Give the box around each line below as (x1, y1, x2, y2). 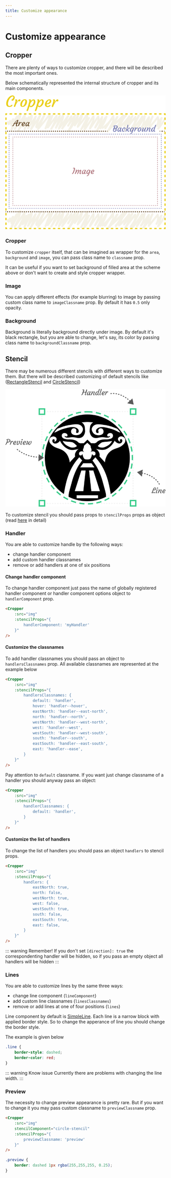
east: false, (32, 923, 60, 928)
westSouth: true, (32, 906, 70, 911)
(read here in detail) (5, 517, 47, 523)
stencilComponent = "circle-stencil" (14, 1126, 90, 1131)
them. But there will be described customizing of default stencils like (5, 373, 149, 380)
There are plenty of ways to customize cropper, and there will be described (5, 64, 163, 71)
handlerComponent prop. (5, 596, 54, 602)
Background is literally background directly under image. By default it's (5, 329, 154, 335)
